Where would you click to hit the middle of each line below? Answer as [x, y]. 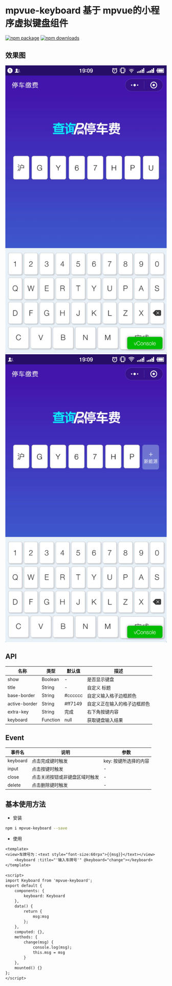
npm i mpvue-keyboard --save [36, 828]
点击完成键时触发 [50, 761]
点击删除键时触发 [50, 785]
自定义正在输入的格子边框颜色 [118, 704]
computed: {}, [29, 932]
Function [51, 720]
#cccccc [73, 696]
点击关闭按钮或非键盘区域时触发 [65, 777]
